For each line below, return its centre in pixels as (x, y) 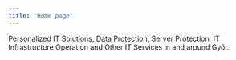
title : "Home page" (41, 16)
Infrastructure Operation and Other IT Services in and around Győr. (119, 47)
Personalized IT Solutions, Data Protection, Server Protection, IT (114, 38)
